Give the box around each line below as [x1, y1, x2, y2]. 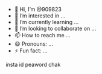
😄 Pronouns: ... [14, 40, 54, 48]
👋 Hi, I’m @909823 [14, 6, 62, 13]
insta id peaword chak [5, 61, 61, 68]
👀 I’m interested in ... [14, 12, 66, 19]
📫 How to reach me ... [14, 32, 71, 39]
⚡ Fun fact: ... [14, 47, 48, 54]
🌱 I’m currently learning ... [14, 19, 79, 25]
